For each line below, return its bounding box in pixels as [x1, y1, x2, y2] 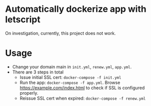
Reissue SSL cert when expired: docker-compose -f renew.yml [19, 95, 146, 101]
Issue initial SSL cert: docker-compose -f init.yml [19, 74, 121, 80]
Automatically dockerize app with [5, 3, 147, 15]
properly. [19, 90, 39, 96]
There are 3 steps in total [12, 69, 64, 75]
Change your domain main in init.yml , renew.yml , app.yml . [12, 64, 132, 70]
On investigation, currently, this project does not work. [5, 30, 116, 36]
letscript [5, 14, 41, 25]
